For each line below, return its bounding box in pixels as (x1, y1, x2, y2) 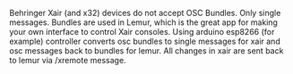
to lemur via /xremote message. (9, 55, 127, 65)
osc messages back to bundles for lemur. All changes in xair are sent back (9, 45, 284, 56)
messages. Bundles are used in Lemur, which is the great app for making (9, 17, 278, 28)
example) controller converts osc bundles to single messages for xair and (9, 36, 280, 46)
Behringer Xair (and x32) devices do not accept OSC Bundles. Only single (9, 8, 281, 18)
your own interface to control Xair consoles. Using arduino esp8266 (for (9, 27, 275, 37)
